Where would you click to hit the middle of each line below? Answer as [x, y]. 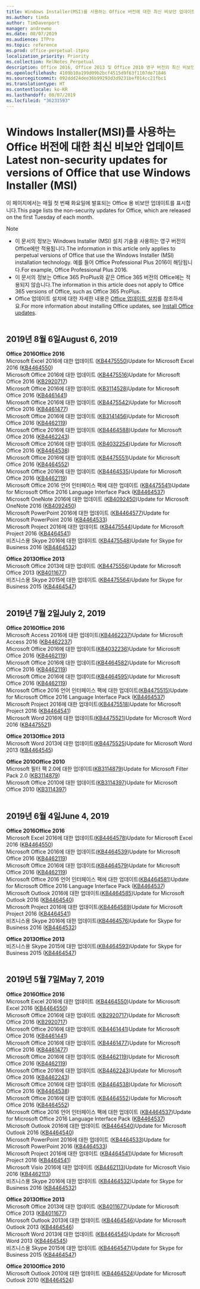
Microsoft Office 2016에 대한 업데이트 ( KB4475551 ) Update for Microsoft [93, 458]
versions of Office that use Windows [99, 172]
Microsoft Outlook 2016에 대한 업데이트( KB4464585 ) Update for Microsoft [95, 893]
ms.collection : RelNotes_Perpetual [50, 62]
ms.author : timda [28, 17]
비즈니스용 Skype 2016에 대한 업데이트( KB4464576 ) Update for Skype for [94, 921]
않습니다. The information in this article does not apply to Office [107, 284]
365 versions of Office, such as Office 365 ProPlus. [78, 291]
